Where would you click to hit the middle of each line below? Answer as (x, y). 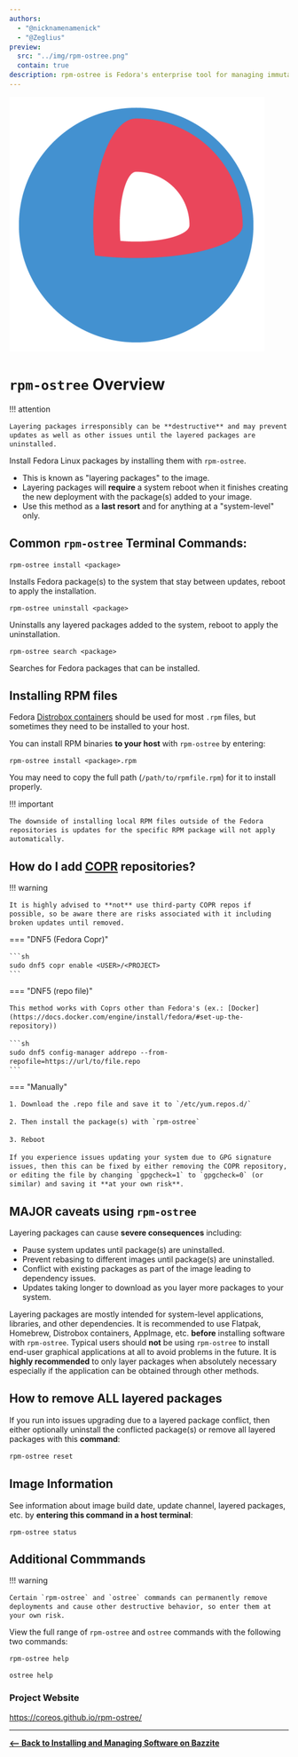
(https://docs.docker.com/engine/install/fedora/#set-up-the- (126, 1017)
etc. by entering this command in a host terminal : (101, 1515)
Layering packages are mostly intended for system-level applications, (137, 1314)
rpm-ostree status (43, 1532)
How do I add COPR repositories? (102, 867)
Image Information (61, 1484)
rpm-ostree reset (41, 1456)
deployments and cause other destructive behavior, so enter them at (141, 1607)
